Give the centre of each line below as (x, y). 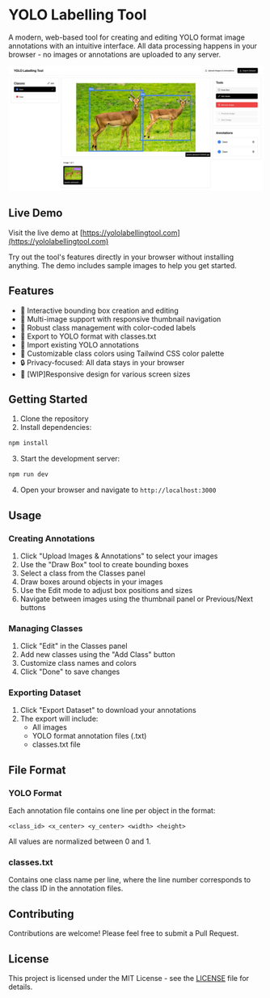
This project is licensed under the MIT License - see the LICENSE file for (129, 979)
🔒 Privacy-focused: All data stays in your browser (102, 362)
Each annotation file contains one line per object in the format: (112, 811)
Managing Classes (46, 628)
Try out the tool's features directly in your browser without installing (121, 257)
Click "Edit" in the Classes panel (74, 646)
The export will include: (59, 719)
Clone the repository (54, 419)
